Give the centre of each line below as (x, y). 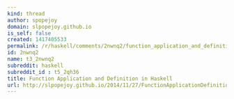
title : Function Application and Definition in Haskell (90, 78)
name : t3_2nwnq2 (31, 59)
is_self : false (29, 33)
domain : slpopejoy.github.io (49, 26)
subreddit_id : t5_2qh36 (43, 72)
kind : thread (26, 14)
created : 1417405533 (37, 40)
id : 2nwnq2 (23, 53)
